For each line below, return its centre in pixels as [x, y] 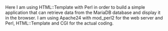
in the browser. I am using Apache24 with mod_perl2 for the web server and [84, 18]
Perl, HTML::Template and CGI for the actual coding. [60, 23]
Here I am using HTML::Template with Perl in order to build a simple [75, 7]
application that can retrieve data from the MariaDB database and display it [83, 12]
